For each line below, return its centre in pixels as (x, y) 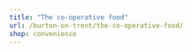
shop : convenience (43, 33)
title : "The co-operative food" (69, 17)
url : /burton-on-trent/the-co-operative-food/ (96, 26)
